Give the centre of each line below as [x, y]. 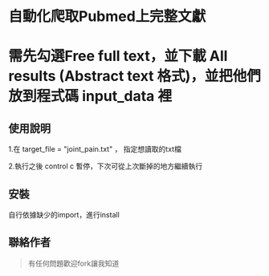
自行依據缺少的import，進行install [64, 215]
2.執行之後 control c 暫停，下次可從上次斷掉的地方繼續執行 [106, 166]
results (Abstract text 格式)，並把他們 [134, 76]
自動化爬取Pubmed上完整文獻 [107, 16]
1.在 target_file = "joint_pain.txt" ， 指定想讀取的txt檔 [95, 149]
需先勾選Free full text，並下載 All [118, 56]
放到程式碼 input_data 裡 [90, 96]
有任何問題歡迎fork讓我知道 [73, 263]
